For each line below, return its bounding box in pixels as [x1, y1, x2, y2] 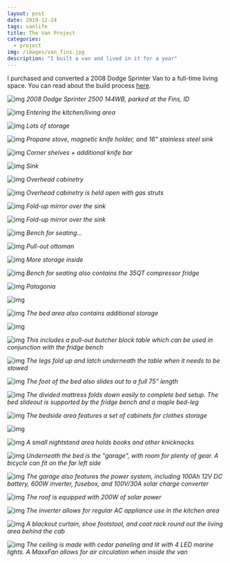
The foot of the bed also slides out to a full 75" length [26, 377, 178, 385]
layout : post [7, 10, 45, 17]
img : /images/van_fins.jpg [7, 49, 85, 56]
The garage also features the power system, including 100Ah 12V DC [26, 472, 223, 480]
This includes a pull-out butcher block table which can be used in [26, 336, 213, 344]
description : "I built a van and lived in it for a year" [7, 55, 178, 62]
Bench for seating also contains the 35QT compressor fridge [26, 269, 200, 277]
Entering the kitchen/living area [26, 108, 116, 116]
